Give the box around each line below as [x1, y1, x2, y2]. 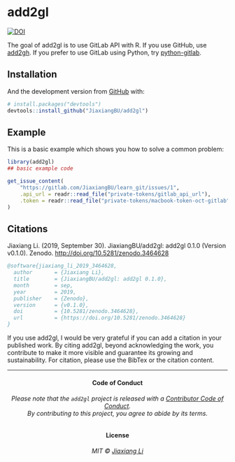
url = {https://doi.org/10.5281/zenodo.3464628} [13, 315, 187, 322]
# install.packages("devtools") [7, 101, 101, 108]
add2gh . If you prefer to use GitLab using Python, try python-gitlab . [7, 48, 201, 57]
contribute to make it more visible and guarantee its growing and [7, 349, 194, 356]
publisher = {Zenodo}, [13, 295, 90, 302]
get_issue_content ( [7, 178, 64, 185]
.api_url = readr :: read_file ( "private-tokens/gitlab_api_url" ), [20, 190, 211, 198]
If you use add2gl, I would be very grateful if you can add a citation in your [7, 333, 222, 342]
